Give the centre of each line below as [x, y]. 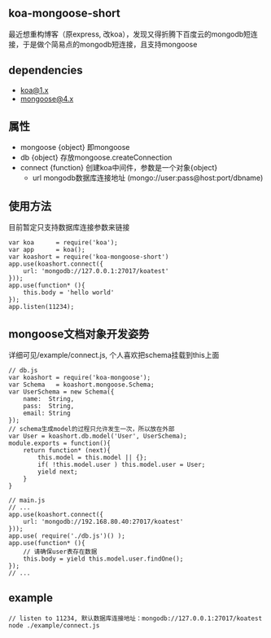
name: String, [49, 399]
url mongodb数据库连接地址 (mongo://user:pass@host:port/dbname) [148, 178]
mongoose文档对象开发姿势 [79, 334]
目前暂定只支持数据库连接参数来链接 [69, 227]
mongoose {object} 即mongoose [75, 147]
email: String [47, 414]
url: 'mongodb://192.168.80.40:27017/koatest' [103, 522]
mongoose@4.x [47, 99]
